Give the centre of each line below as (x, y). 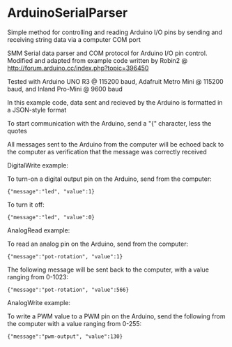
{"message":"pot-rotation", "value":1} (65, 256)
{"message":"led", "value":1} (51, 191)
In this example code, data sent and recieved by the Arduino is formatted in (115, 102)
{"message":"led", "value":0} (51, 217)
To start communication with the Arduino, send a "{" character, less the (109, 123)
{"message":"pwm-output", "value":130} (65, 337)
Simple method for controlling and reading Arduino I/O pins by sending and (115, 32)
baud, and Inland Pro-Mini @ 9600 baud (65, 89)
